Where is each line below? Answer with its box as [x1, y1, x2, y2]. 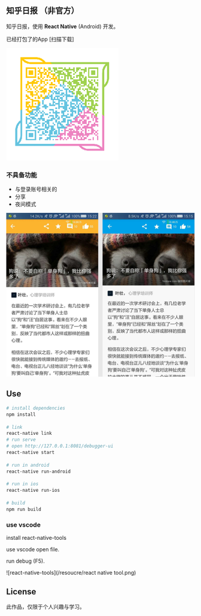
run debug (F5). [6, 557, 45, 565]
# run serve [6, 437, 36, 443]
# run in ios [6, 481, 39, 487]
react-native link [6, 431, 52, 437]
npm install [6, 411, 36, 417]
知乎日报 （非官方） [6, 5, 79, 16]
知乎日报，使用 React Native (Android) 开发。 [6, 23, 119, 30]
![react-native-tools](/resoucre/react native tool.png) [6, 569, 136, 576]
